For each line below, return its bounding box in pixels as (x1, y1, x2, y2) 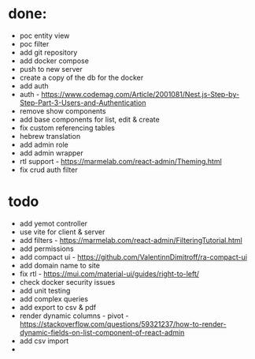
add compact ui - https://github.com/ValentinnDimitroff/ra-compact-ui (19, 252, 248, 261)
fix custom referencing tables (19, 123, 116, 133)
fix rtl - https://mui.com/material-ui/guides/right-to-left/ (19, 269, 199, 279)
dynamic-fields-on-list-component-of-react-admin (19, 327, 185, 337)
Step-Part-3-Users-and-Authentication (19, 98, 146, 107)
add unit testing (19, 286, 71, 295)
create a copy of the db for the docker (19, 73, 144, 82)
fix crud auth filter (19, 165, 78, 174)
